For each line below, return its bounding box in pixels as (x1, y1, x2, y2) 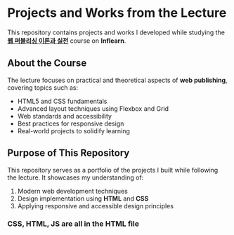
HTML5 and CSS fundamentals (17, 97, 108, 105)
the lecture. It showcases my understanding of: (7, 173, 144, 182)
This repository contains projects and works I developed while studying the (7, 28, 225, 36)
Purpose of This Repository (7, 147, 130, 159)
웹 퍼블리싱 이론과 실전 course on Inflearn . (7, 36, 126, 45)
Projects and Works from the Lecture (7, 5, 227, 21)
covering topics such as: (7, 83, 79, 92)
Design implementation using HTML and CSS (17, 194, 149, 203)
